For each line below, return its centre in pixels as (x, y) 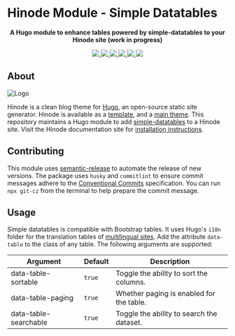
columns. (131, 282)
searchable (29, 323)
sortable (24, 282)
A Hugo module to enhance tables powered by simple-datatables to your (117, 32)
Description (170, 262)
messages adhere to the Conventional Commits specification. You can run (114, 183)
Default (96, 262)
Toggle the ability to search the (166, 314)
